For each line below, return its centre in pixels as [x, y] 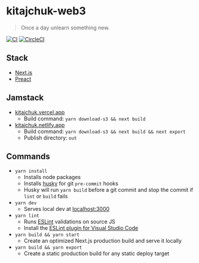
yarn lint [27, 216]
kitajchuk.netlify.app [40, 125]
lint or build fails [46, 197]
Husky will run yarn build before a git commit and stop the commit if [108, 190]
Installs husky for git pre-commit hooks [71, 183]
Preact [23, 78]
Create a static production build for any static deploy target [97, 253]
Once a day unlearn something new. [65, 28]
